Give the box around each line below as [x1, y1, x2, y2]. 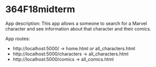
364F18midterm [5, 4, 75, 15]
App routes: [5, 36, 30, 42]
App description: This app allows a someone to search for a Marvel [5, 20, 147, 26]
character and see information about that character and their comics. [5, 25, 151, 31]
